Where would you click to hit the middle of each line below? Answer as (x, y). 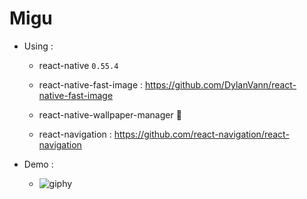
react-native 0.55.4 (78, 65)
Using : (38, 46)
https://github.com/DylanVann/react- (220, 84)
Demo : (38, 164)
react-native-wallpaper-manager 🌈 (110, 114)
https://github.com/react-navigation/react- (201, 134)
